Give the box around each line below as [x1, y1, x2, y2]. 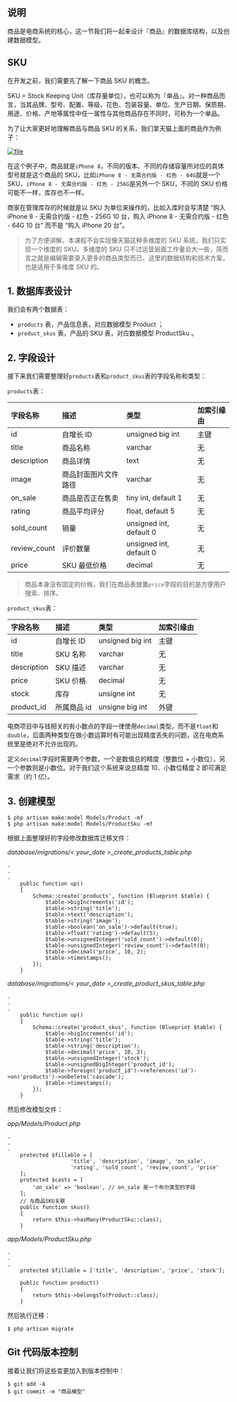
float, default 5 [126, 506, 175, 516]
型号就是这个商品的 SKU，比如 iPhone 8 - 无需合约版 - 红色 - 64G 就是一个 [7, 170, 221, 179]
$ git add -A [7, 1380, 46, 1388]
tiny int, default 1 [126, 493, 183, 503]
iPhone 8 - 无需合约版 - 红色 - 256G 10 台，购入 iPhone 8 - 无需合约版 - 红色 [7, 212, 229, 221]
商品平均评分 [61, 506, 104, 516]
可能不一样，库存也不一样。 [7, 188, 88, 197]
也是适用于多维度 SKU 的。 [24, 262, 104, 271]
